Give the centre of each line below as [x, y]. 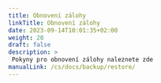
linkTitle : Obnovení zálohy [54, 23]
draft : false [30, 45]
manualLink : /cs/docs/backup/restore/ [72, 67]
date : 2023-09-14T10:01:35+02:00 [63, 30]
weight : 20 [26, 38]
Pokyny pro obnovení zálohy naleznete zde [82, 60]
